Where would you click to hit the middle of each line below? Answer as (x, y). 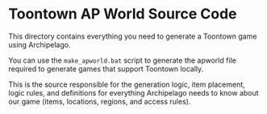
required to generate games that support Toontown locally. (106, 68)
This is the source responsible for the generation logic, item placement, (127, 84)
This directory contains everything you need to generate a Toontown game (133, 36)
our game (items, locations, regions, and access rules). (100, 101)
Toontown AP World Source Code (123, 14)
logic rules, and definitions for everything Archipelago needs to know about (134, 92)
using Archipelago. (40, 44)
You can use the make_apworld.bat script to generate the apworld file (122, 60)
